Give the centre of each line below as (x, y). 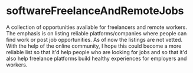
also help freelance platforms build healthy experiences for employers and (97, 58)
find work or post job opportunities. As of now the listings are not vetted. (94, 39)
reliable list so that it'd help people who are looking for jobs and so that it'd (97, 52)
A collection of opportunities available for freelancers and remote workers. (97, 27)
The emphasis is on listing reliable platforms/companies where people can (97, 33)
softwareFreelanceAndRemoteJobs (95, 11)
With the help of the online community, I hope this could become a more (94, 46)
